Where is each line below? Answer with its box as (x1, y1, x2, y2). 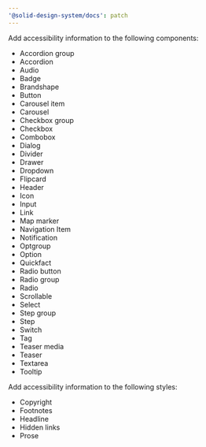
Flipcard (19, 174, 47, 184)
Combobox (19, 132, 56, 142)
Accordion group (19, 48, 75, 58)
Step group (19, 308, 57, 318)
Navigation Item (19, 224, 72, 233)
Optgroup (19, 241, 51, 251)
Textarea (19, 358, 49, 367)
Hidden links (19, 423, 61, 432)
